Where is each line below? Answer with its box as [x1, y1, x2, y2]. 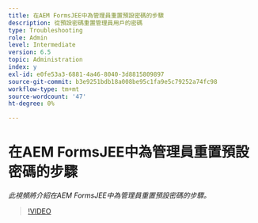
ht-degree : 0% [8, 100, 55, 108]
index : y [8, 63, 37, 71]
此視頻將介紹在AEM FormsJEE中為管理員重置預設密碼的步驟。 [8, 191, 211, 200]
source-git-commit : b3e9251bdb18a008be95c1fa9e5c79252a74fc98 [8, 77, 218, 85]
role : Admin [8, 33, 47, 42]
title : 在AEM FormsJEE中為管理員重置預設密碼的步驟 [8, 11, 165, 20]
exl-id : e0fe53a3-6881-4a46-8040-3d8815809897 [8, 70, 165, 78]
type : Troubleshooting [8, 26, 83, 34]
